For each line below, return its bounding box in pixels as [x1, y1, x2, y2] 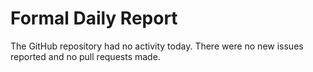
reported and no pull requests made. [10, 50, 161, 62]
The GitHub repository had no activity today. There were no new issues [10, 40, 304, 52]
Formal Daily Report [10, 7, 178, 30]
